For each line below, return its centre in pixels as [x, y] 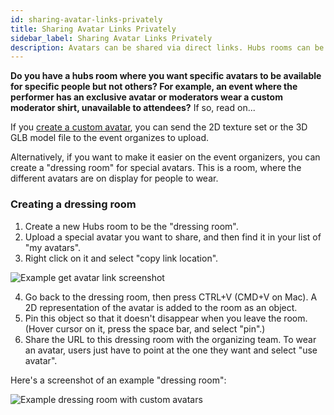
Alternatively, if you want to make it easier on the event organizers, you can [165, 157]
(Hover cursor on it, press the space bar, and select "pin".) [145, 328]
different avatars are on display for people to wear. [114, 178]
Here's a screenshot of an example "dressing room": [118, 380]
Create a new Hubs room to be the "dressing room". [131, 226]
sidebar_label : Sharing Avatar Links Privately [111, 38]
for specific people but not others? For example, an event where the [154, 87]
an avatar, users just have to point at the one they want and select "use [171, 350]
